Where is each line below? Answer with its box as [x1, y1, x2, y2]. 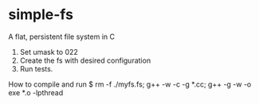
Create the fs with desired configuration [19, 56, 151, 65]
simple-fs [8, 6, 74, 24]
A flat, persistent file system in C [8, 32, 116, 41]
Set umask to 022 [19, 47, 78, 56]
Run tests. [19, 64, 53, 73]
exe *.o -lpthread [8, 87, 64, 97]
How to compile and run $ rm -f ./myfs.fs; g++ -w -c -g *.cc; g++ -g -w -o [8, 79, 252, 89]
